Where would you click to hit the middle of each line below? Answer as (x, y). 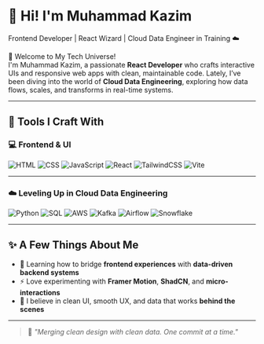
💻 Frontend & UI (40, 145)
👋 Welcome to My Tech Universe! (62, 56)
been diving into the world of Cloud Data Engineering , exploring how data (128, 81)
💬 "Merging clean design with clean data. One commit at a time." (132, 331)
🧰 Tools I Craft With (56, 122)
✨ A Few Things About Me (73, 245)
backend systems (49, 272)
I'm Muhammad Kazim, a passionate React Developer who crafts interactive (132, 64)
